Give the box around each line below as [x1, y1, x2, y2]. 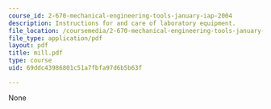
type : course [8, 57, 52, 65]
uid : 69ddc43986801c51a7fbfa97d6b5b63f [8, 64, 143, 72]
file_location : [8, 26, 60, 34]
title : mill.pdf [8, 49, 63, 57]
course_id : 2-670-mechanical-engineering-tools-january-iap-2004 [8, 11, 232, 20]
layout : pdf [8, 42, 48, 50]
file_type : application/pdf [8, 34, 103, 42]
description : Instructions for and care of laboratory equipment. [8, 19, 236, 27]
